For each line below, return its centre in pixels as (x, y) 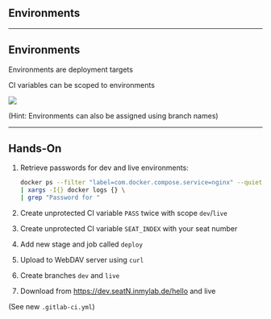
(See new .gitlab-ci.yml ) (52, 307)
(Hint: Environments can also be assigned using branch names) (114, 115)
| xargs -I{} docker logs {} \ (73, 190)
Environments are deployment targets (71, 69)
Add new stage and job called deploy (81, 244)
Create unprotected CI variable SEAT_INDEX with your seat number (129, 229)
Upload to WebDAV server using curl (82, 260)
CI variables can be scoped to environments (82, 85)
